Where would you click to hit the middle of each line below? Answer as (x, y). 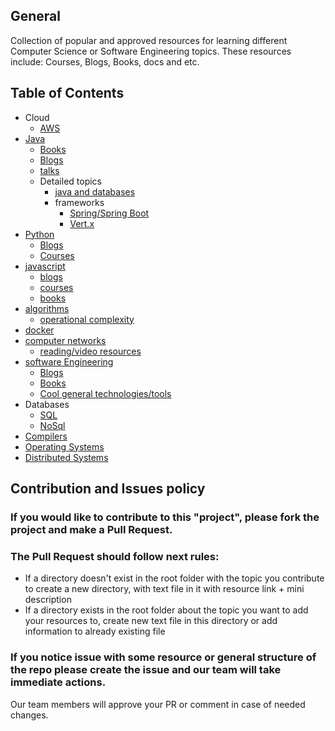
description (48, 600)
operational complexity (87, 319)
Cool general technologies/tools (105, 393)
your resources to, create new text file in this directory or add (151, 621)
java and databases (95, 191)
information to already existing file (95, 631)
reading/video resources (90, 351)
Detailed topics (71, 181)
